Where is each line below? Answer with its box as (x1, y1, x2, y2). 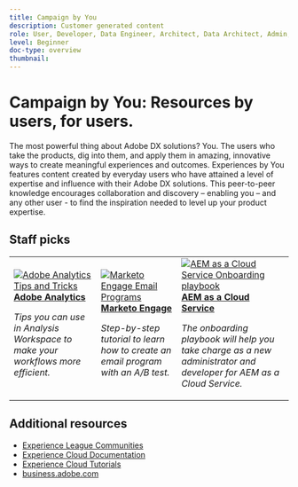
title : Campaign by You (9, 12, 98, 22)
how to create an (100, 343, 172, 356)
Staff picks (9, 232, 71, 247)
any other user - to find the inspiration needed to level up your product (9, 197, 268, 208)
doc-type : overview (9, 46, 82, 55)
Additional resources (9, 416, 128, 431)
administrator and (181, 355, 256, 367)
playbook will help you (181, 333, 275, 345)
